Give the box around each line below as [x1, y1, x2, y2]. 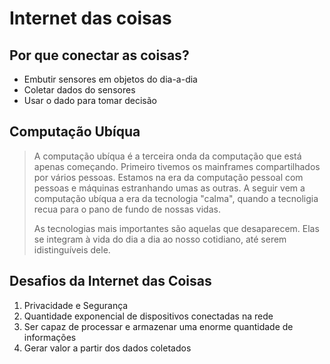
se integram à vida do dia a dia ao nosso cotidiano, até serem [33, 233, 287, 245]
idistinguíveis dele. [33, 243, 111, 256]
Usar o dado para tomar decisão [23, 95, 157, 106]
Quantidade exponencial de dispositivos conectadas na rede [23, 310, 274, 322]
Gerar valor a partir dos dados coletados [23, 342, 192, 354]
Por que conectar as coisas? [9, 47, 190, 64]
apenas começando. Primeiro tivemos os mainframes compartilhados [33, 160, 321, 172]
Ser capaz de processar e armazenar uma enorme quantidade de [23, 320, 294, 332]
